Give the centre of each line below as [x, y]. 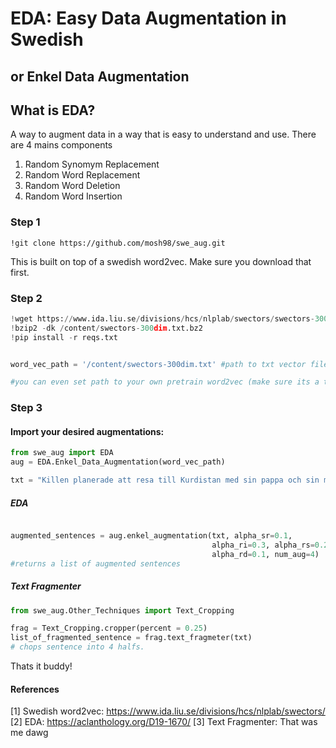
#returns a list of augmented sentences [96, 563]
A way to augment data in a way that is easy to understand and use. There [163, 134]
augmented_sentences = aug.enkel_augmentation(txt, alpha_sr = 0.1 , [151, 536]
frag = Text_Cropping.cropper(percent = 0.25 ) [109, 628]
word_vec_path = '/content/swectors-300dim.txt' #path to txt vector [158, 364]
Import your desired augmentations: [87, 431]
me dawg [29, 733]
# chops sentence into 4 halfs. [77, 647]
